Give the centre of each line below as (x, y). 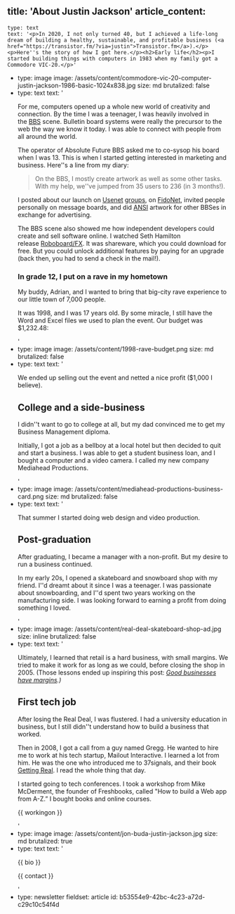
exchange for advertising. (54, 215)
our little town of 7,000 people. (62, 299)
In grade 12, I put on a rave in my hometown (93, 276)
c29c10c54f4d (38, 904)
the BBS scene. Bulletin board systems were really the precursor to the (120, 121)
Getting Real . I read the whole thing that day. (81, 770)
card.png (31, 496)
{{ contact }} (35, 875)
